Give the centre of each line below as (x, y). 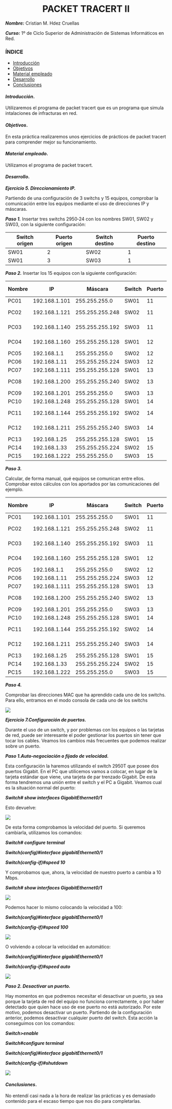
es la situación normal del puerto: (40, 788)
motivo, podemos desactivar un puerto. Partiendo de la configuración (79, 1013)
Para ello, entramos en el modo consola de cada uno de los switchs (77, 700)
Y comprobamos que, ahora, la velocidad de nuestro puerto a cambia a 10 (83, 873)
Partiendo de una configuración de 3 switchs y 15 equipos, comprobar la (82, 198)
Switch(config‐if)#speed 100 (37, 927)
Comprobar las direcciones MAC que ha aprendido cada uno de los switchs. (86, 695)
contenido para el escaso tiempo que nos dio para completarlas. (73, 1101)
